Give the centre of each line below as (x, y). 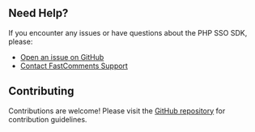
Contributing (41, 91)
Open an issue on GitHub (62, 57)
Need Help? (38, 13)
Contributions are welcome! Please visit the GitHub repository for (117, 111)
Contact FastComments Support (74, 66)
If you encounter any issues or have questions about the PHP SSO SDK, (128, 32)
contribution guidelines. (48, 119)
